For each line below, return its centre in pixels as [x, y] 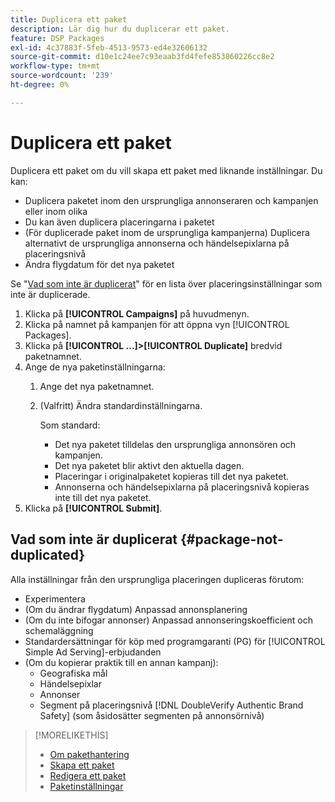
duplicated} [48, 555]
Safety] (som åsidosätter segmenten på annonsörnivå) [152, 715]
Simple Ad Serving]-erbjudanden [93, 652]
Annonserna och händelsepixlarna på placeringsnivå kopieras [182, 487]
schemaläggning [59, 630]
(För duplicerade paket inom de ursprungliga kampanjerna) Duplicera [167, 232]
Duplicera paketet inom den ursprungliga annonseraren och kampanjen [171, 200]
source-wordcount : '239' [62, 76]
